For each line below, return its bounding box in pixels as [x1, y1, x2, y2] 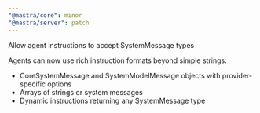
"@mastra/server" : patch [8, 19, 90, 27]
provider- [222, 71, 253, 80]
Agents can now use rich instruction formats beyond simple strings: [8, 56, 227, 65]
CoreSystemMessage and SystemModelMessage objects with [19, 71, 221, 80]
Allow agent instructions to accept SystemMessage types [8, 40, 195, 49]
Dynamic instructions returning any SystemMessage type [19, 96, 206, 105]
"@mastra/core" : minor [8, 11, 82, 20]
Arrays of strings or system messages [19, 87, 143, 97]
